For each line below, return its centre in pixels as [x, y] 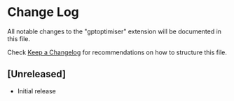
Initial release [36, 91]
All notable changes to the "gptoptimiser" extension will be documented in [115, 31]
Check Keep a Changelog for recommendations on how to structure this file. [117, 52]
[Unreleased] [37, 74]
